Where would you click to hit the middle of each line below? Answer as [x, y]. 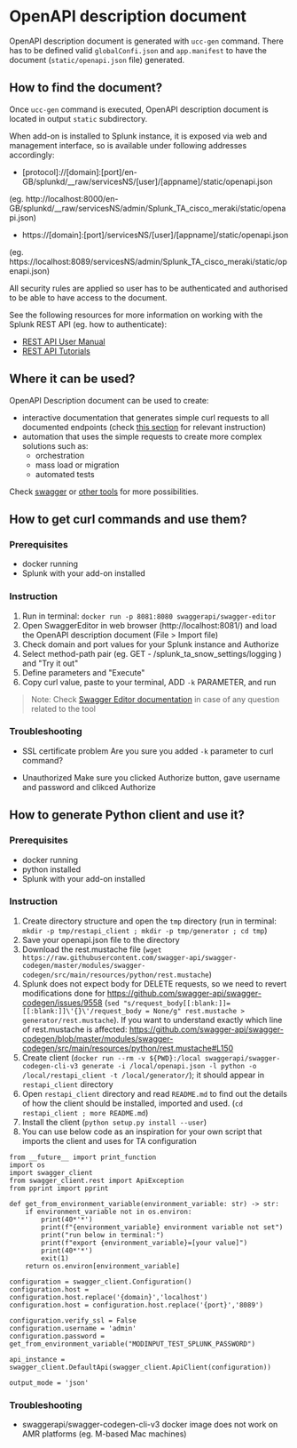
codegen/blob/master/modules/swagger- [98, 1038]
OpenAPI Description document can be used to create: [109, 400]
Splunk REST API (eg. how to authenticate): [88, 324]
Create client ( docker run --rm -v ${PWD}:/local [111, 1057]
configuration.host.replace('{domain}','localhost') [109, 1297]
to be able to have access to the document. [88, 297]
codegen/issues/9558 [62, 1003]
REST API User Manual [63, 341]
